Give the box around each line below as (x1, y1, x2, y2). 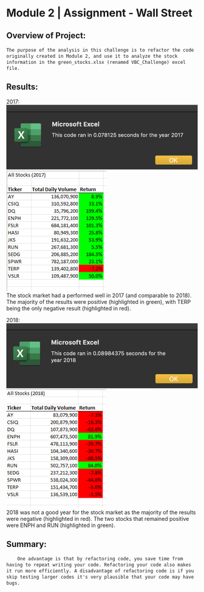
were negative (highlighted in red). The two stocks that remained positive (6, 515, 189, 522)
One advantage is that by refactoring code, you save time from (17, 556, 183, 562)
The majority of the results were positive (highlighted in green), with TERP (6, 298, 191, 306)
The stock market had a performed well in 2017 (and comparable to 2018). (6, 292, 192, 299)
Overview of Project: (6, 30, 86, 41)
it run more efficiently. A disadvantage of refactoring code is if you (6, 568, 194, 574)
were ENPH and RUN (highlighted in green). (6, 521, 115, 529)
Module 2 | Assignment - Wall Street (6, 6, 192, 20)
